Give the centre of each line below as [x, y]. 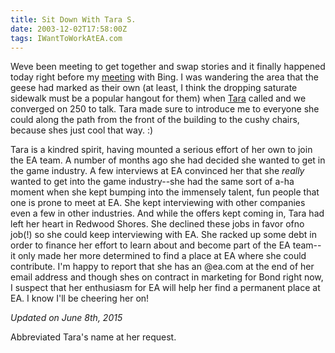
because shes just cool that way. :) [82, 130]
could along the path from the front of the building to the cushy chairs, [155, 120]
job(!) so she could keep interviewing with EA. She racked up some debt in [164, 235]
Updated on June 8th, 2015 [66, 318]
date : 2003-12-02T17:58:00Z [69, 29]
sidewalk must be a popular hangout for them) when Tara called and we [158, 98]
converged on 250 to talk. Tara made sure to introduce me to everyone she [165, 109]
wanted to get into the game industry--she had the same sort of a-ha [152, 182]
